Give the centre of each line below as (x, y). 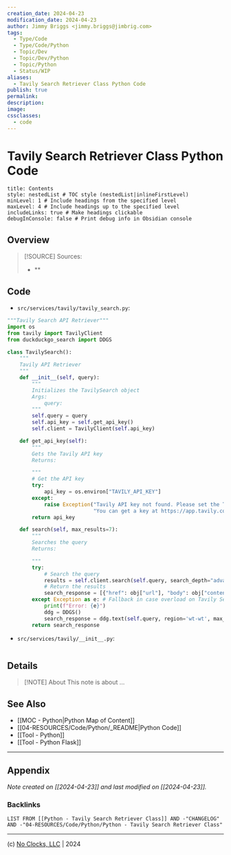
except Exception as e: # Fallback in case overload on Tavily (124, 600)
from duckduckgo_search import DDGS (59, 340)
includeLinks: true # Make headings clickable (75, 213)
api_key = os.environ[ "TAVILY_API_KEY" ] (102, 492)
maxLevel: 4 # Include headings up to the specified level (93, 207)
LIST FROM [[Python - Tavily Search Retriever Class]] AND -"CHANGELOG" (113, 819)
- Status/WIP (32, 71)
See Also (26, 704)
